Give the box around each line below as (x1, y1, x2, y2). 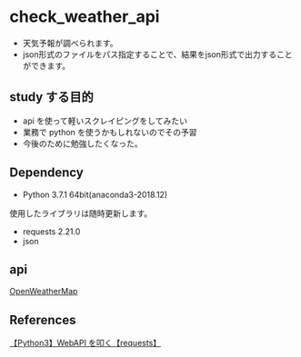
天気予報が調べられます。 (22, 37, 118, 48)
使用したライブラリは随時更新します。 (9, 207, 153, 219)
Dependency (9, 165, 84, 181)
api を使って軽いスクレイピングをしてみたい (22, 115, 188, 126)
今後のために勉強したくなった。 (22, 138, 143, 149)
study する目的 (9, 89, 94, 105)
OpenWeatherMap (9, 286, 78, 297)
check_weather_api (9, 6, 160, 27)
